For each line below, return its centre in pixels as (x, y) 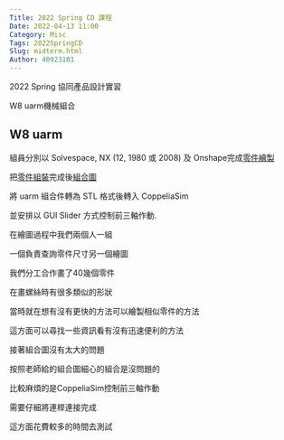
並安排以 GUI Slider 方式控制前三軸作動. (83, 215)
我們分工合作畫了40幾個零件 (62, 273)
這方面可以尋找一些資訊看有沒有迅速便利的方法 (96, 330)
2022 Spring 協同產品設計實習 (66, 86)
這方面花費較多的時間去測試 (61, 426)
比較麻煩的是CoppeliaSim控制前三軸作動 (85, 388)
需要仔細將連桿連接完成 (53, 407)
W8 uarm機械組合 (43, 106)
